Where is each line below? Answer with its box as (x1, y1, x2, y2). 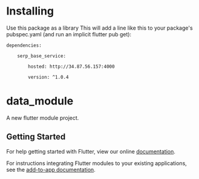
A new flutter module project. (6, 114, 79, 122)
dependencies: (6, 42, 42, 48)
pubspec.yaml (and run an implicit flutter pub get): (6, 30, 132, 37)
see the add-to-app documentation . (6, 166, 96, 173)
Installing (6, 4, 54, 18)
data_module (6, 94, 74, 108)
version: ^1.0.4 (28, 74, 69, 80)
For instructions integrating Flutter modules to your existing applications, (6, 159, 188, 167)
